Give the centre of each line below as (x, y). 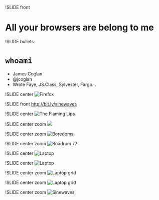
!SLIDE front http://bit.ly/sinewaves (41, 104)
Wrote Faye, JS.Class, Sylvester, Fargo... (54, 84)
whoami (19, 61)
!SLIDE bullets (20, 41)
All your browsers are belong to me (79, 28)
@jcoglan (22, 79)
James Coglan (27, 74)
